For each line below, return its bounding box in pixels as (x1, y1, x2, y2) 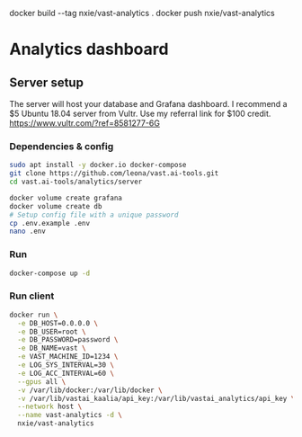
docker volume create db (9, 201, 102, 210)
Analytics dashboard (9, 40, 169, 59)
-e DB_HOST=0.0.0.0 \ (17, 318, 99, 327)
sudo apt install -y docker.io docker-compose (9, 161, 187, 170)
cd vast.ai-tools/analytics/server (9, 177, 143, 187)
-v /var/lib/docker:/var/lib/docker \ (17, 386, 164, 395)
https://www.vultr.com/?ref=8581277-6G (9, 118, 160, 129)
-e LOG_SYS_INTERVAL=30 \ (17, 361, 115, 370)
